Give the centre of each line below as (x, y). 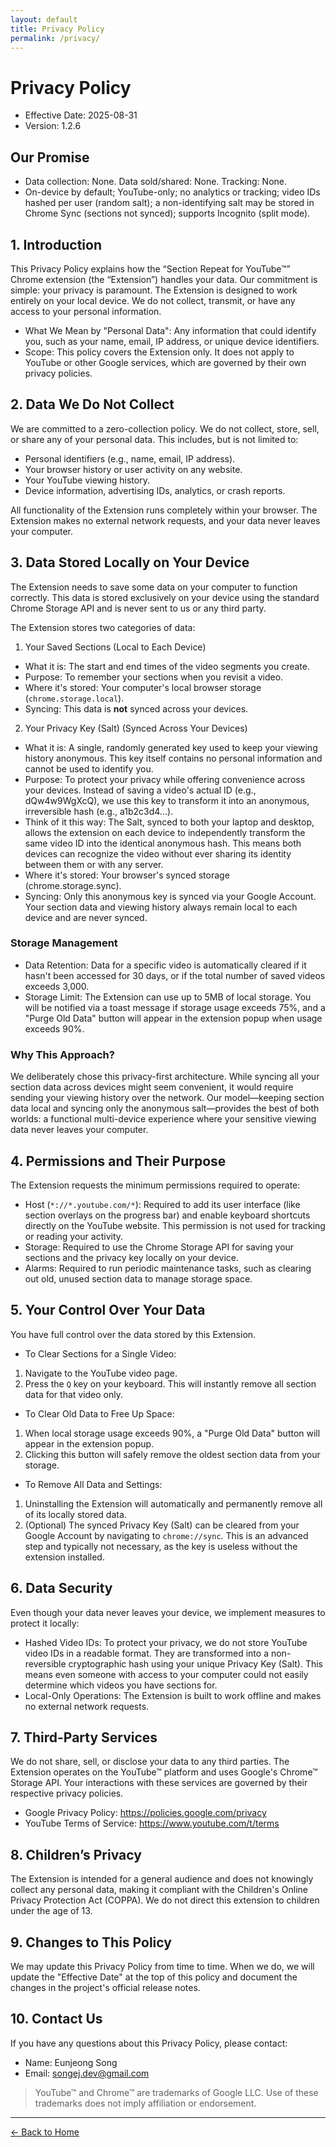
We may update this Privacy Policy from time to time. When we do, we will (162, 1967)
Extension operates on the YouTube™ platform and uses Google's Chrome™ (164, 1772)
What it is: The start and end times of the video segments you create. (167, 666)
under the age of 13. (51, 1911)
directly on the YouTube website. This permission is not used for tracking (175, 1225)
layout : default (44, 19)
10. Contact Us (56, 2019)
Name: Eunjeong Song (71, 2062)
